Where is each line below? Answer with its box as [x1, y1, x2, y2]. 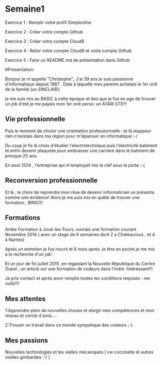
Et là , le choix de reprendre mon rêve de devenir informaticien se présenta [5, 189, 154, 195]
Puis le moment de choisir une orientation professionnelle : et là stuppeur [5, 128, 151, 134]
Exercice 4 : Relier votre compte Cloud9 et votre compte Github [5, 48, 132, 53]
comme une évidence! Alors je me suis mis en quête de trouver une [5, 194, 140, 200]
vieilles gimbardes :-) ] [5, 354, 50, 360]
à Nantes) [5, 237, 25, 243]
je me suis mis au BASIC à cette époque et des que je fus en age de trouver [5, 96, 156, 102]
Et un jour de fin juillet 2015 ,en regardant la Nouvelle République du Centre [5, 261, 155, 267]
